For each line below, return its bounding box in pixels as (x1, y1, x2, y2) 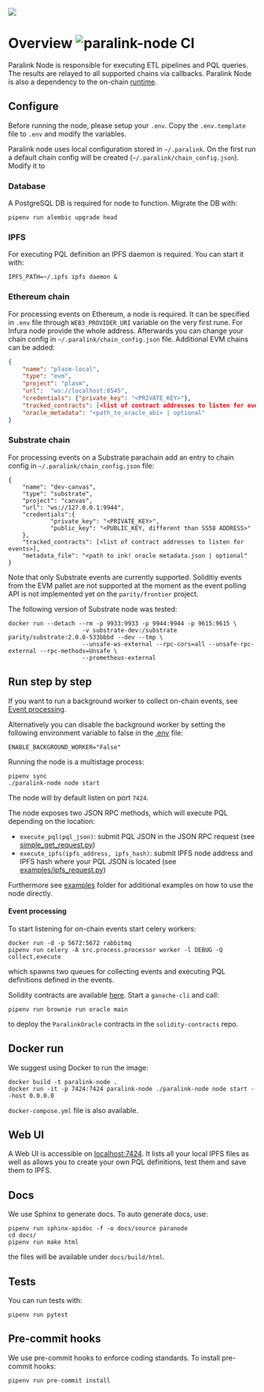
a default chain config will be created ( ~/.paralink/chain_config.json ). (8, 152, 240, 162)
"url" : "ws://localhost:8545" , (22, 387, 128, 395)
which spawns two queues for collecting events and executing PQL (8, 966, 226, 976)
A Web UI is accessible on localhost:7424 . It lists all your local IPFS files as (8, 1149, 250, 1159)
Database (8, 181, 46, 192)
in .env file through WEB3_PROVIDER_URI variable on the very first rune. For (8, 317, 244, 327)
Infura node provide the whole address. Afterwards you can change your (8, 326, 244, 335)
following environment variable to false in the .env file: (8, 727, 183, 738)
